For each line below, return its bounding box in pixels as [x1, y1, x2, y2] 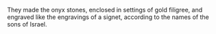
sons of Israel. [7, 20, 47, 28]
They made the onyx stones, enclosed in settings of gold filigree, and [7, 6, 203, 14]
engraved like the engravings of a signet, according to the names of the [7, 13, 209, 21]
